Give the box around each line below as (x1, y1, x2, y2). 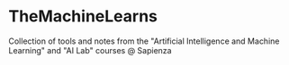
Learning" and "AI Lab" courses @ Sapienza (8, 45, 172, 55)
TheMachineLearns (8, 6, 158, 27)
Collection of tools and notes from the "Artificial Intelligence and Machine (8, 36, 280, 46)
